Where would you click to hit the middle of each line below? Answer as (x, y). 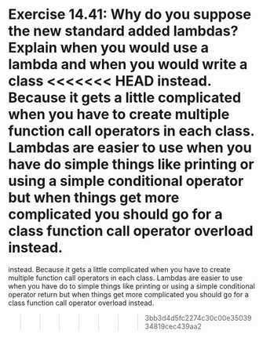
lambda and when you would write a (128, 65)
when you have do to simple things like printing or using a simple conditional (131, 286)
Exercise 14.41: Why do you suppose (130, 15)
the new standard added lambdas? (123, 31)
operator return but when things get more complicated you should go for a (128, 294)
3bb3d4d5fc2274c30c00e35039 (198, 318)
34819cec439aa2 (174, 326)
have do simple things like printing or (131, 164)
